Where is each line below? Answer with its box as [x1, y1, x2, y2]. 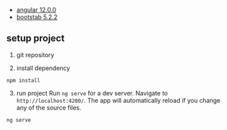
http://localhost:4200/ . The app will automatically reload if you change [16, 96, 221, 104]
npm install [6, 77, 40, 84]
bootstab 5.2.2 [16, 13, 58, 21]
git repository [16, 50, 55, 59]
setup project [6, 33, 65, 44]
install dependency [16, 64, 70, 72]
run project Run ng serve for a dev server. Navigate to [16, 88, 168, 97]
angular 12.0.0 [16, 6, 57, 14]
